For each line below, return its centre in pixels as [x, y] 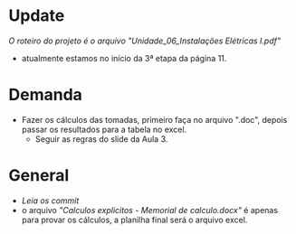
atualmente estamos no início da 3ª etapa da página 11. [124, 58]
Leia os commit [50, 201]
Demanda [46, 95]
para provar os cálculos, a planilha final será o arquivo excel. [134, 220]
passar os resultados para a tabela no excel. [104, 129]
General [39, 176]
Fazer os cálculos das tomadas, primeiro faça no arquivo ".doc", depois [154, 119]
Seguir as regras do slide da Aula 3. [101, 139]
